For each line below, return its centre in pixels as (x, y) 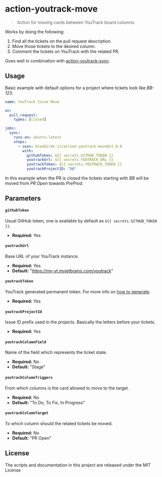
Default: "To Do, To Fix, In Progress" (49, 402)
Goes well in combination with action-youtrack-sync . (58, 61)
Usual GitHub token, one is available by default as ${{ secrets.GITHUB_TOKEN (81, 221)
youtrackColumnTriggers (29, 378)
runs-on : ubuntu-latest (38, 137)
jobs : (10, 128)
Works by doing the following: (35, 32)
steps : (20, 142)
